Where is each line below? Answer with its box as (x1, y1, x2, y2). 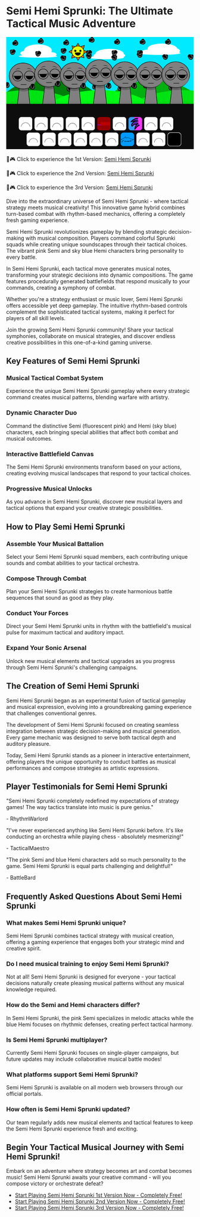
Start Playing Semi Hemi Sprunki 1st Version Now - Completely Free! (14, 1191, 183, 1199)
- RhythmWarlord (6, 815, 48, 822)
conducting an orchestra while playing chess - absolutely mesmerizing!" (6, 833, 184, 840)
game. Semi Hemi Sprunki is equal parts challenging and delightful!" (6, 863, 173, 870)
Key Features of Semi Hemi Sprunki (6, 356, 140, 366)
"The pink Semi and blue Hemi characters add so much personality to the (6, 856, 186, 863)
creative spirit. (6, 945, 42, 952)
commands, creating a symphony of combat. (6, 284, 116, 291)
